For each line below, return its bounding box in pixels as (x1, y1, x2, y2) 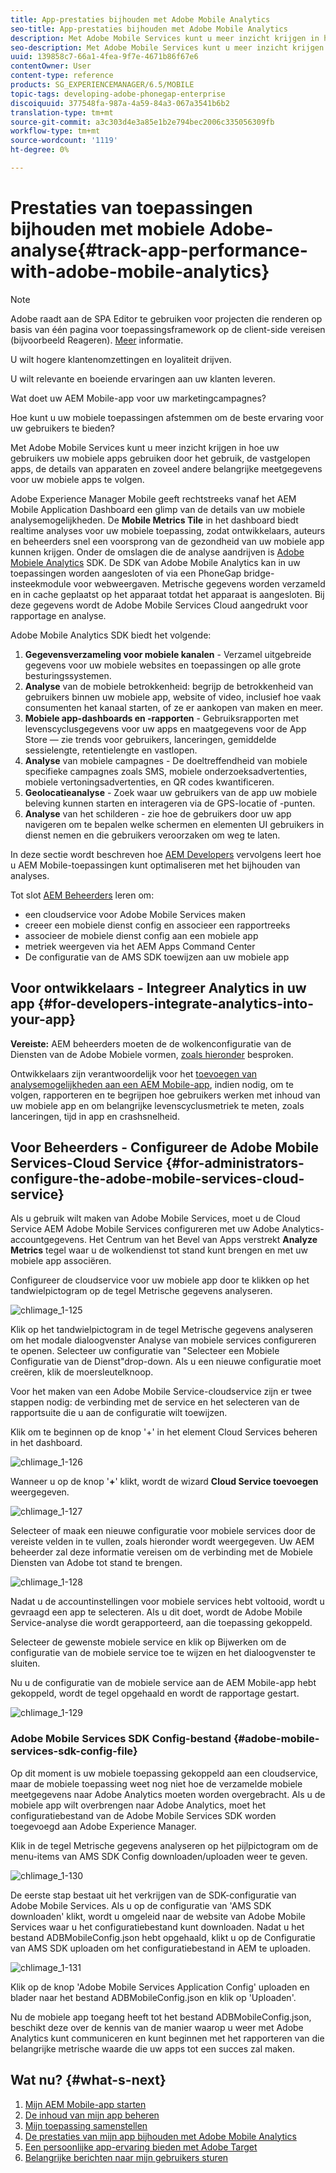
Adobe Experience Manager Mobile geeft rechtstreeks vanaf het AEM (10, 492, 297, 505)
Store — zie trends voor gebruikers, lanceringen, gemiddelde (24, 733, 277, 745)
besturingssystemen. (24, 669, 112, 681)
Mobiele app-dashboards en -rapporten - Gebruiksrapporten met (24, 712, 300, 724)
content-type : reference (10, 71, 114, 81)
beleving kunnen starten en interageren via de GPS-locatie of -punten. (24, 797, 316, 809)
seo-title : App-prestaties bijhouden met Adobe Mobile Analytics (10, 24, 288, 34)
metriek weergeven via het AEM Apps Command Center (24, 940, 256, 952)
